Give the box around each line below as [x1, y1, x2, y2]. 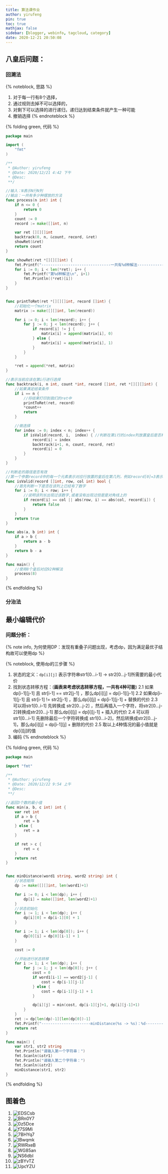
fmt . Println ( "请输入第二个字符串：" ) [14, 1058, 85, 1063]
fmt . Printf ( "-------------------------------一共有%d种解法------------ [14, 262, 165, 267]
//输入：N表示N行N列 [5, 188, 43, 193]
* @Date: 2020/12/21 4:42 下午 [7, 170, 71, 175]
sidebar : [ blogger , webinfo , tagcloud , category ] [5, 30, 111, 35]
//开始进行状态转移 [14, 956, 49, 961]
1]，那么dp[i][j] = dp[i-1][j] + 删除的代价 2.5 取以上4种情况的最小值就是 [12, 721, 159, 727]
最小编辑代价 [5, 615, 45, 624]
